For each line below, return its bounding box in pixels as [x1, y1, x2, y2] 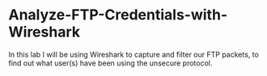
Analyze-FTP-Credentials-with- [8, 6, 228, 24]
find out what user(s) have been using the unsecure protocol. [8, 58, 213, 68]
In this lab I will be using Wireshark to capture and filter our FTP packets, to [8, 49, 259, 59]
